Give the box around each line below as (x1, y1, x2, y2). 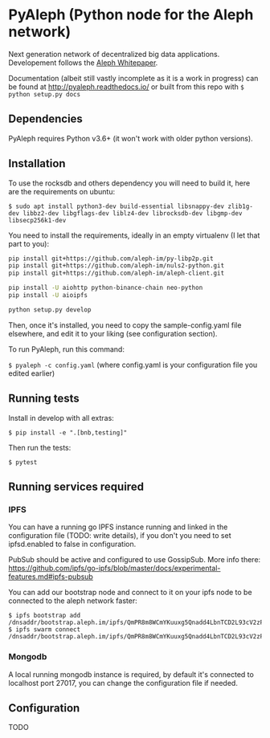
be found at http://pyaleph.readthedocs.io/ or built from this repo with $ (8, 82, 245, 92)
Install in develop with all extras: (8, 413, 114, 422)
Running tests (8, 392, 80, 406)
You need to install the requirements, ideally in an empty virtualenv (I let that (8, 230, 260, 240)
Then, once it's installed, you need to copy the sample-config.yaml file (8, 320, 242, 330)
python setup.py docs (8, 90, 81, 98)
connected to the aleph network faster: (8, 596, 138, 605)
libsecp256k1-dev (8, 216, 67, 224)
